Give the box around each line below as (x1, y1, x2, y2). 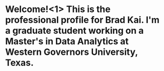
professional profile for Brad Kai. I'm (5, 14, 160, 26)
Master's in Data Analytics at (5, 36, 129, 47)
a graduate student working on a (5, 25, 144, 36)
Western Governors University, (5, 46, 138, 58)
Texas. (5, 57, 34, 68)
